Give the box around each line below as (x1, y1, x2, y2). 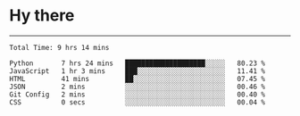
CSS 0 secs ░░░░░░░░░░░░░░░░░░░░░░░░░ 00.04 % (9, 97, 266, 107)
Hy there (9, 5, 75, 26)
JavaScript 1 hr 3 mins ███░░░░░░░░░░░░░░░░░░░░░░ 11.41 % (9, 66, 266, 76)
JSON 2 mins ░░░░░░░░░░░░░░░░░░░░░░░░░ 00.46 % (9, 82, 266, 91)
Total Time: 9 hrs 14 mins (9, 43, 110, 52)
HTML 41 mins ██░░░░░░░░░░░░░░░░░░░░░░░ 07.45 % (9, 74, 266, 83)
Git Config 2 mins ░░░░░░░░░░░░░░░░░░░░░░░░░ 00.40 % (9, 90, 266, 99)
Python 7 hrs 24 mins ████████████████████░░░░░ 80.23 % (9, 59, 266, 68)
